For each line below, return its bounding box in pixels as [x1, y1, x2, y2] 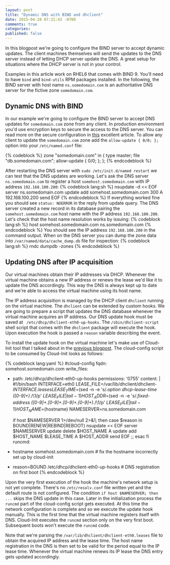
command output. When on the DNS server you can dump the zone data [5, 232, 157, 238]
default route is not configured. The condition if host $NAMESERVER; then [5, 490, 158, 496]
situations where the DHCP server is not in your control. [5, 61, 122, 67]
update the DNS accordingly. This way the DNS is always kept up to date [5, 282, 157, 288]
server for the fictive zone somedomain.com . [5, 87, 94, 93]
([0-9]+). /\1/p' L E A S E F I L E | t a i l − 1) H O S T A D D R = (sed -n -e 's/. [12, 393, 138, 400]
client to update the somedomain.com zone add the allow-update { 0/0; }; [5, 137, 159, 143]
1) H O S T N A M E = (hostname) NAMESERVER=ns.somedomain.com [12, 406, 146, 413]
